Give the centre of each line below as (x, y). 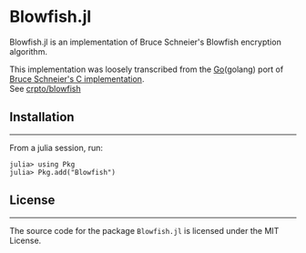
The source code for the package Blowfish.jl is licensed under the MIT (144, 230)
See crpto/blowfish (45, 88)
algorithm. (29, 51)
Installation (42, 117)
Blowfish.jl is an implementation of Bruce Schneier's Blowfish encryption (146, 42)
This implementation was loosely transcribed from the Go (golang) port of (147, 69)
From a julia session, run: (56, 147)
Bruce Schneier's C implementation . (77, 78)
